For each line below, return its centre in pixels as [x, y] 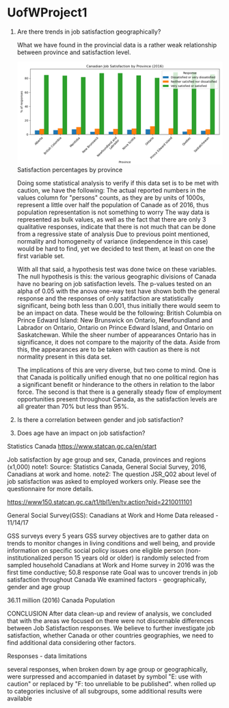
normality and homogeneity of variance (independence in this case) [112, 241]
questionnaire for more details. [50, 489]
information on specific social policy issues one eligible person [96, 551]
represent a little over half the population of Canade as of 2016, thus [113, 205]
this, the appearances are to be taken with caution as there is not [108, 350]
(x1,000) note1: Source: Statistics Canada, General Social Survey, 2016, [107, 467]
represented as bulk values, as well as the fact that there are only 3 [111, 220]
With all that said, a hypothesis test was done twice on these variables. [117, 270]
